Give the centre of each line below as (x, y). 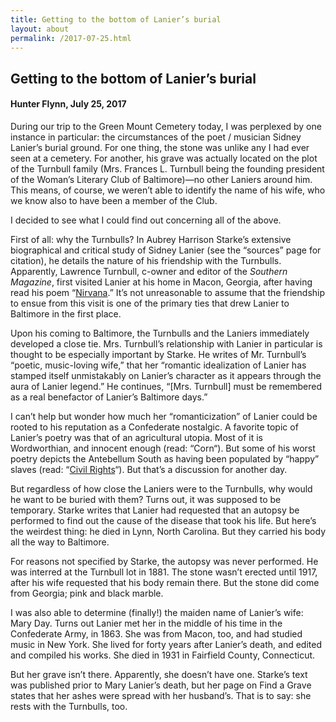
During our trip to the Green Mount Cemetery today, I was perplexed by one (166, 126)
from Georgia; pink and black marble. (87, 593)
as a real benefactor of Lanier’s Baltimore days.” (109, 397)
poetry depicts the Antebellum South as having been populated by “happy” (165, 458)
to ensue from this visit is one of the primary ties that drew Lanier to (150, 303)
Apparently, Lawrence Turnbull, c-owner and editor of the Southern (149, 271)
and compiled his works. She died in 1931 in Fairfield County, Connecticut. (163, 655)
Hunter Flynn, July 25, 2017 (68, 104)
